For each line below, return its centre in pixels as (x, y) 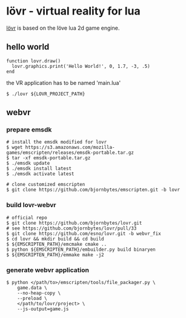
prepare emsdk (29, 130)
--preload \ (32, 299)
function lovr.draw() (34, 61)
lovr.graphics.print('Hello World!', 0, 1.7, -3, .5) (81, 66)
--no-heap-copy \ (39, 293)
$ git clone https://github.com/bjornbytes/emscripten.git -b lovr (93, 190)
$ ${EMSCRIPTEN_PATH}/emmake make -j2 (55, 255)
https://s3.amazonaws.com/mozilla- (70, 147)
